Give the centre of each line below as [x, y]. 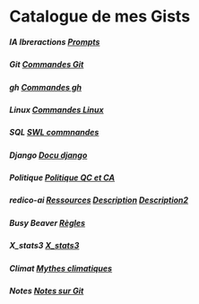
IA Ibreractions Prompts [55, 41]
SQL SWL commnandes [54, 133]
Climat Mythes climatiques [61, 268]
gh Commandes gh [46, 87]
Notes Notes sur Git [47, 291]
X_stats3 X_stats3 [44, 246]
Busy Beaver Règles [48, 222]
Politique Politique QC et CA [62, 178]
